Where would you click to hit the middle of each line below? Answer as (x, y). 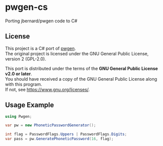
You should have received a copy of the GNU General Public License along (81, 79)
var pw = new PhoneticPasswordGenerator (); (51, 125)
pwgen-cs (26, 7)
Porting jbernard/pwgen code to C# (41, 21)
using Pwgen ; (19, 116)
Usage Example (30, 105)
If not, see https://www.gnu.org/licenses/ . (47, 89)
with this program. (24, 84)
